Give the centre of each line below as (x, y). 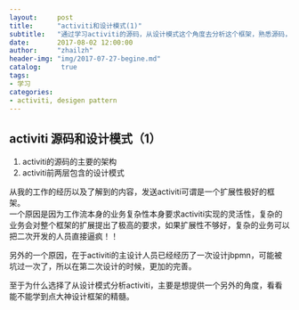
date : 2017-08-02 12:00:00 (71, 42)
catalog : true (43, 68)
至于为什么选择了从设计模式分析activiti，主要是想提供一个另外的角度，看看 (146, 285)
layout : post (41, 17)
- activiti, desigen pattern (63, 100)
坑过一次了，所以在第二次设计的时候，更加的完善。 (103, 266)
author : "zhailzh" (51, 51)
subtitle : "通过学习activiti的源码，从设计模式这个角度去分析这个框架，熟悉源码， (150, 34)
